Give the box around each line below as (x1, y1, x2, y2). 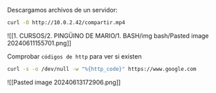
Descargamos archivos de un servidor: (7, 6, 118, 14)
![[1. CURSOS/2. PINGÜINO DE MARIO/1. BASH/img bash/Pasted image (7, 31, 209, 40)
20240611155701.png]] (7, 39, 71, 47)
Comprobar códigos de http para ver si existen (7, 52, 142, 61)
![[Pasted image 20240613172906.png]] (7, 78, 121, 86)
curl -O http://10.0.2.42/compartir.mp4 (7, 19, 126, 26)
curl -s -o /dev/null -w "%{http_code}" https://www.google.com (7, 65, 197, 72)
